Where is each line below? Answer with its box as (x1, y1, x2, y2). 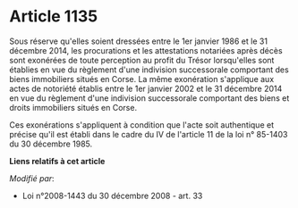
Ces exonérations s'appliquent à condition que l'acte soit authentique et (9, 119, 275, 130)
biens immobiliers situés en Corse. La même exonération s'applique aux (9, 73, 275, 84)
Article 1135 (9, 6, 98, 27)
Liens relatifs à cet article (9, 155, 106, 166)
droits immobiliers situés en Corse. (9, 102, 137, 112)
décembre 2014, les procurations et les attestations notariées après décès (9, 45, 284, 55)
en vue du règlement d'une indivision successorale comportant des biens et (9, 92, 290, 104)
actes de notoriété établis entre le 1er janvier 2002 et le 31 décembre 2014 (9, 83, 283, 94)
